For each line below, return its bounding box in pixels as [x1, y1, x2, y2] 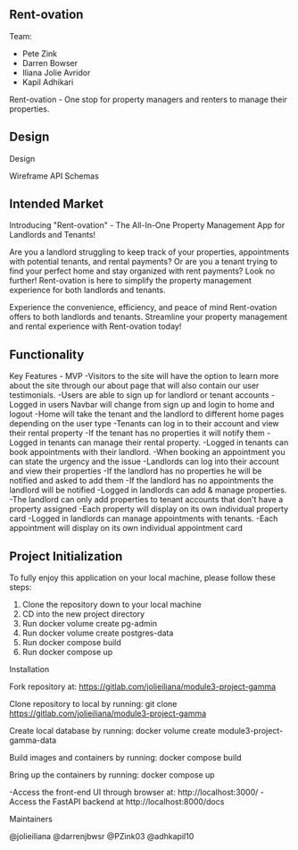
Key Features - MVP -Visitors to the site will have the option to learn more [9, 371, 279, 382]
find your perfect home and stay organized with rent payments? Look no [9, 265, 275, 276]
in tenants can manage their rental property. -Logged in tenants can [39, 437, 289, 448]
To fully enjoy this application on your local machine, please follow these [9, 572, 277, 584]
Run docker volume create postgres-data [21, 627, 174, 638]
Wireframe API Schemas [9, 170, 100, 181]
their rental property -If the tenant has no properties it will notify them [9, 428, 265, 439]
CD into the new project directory [21, 609, 145, 619]
